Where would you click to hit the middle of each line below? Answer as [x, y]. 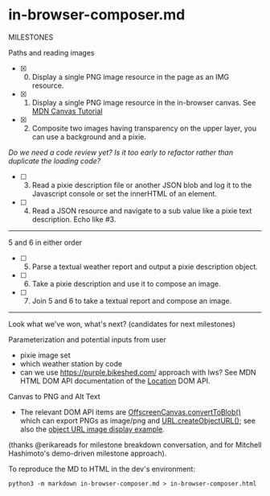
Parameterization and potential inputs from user [87, 339]
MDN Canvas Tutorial [67, 111]
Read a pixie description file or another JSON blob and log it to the [142, 185]
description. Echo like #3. [74, 219]
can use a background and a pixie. [89, 136]
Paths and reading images [51, 52]
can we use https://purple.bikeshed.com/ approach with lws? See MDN [138, 372]
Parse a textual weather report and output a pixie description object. [145, 267]
